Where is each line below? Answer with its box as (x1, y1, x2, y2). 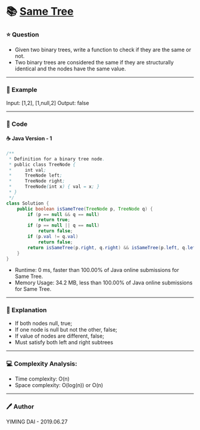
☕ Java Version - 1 (6, 135, 52, 142)
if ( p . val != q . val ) (27, 234, 79, 240)
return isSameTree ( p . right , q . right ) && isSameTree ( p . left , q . (27, 245, 188, 250)
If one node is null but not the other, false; (14, 326, 118, 333)
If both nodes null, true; (14, 320, 73, 327)
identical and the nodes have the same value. (14, 65, 126, 72)
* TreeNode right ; (8, 178, 65, 184)
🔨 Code (6, 120, 28, 128)
